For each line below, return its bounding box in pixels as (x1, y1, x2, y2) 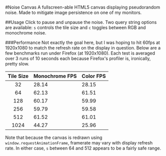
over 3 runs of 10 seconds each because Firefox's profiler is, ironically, (5, 55, 151, 61)
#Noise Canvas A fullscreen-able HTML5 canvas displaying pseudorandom (5, 4, 160, 10)
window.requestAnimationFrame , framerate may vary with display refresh (5, 140, 153, 145)
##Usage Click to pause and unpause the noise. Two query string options (5, 19, 157, 25)
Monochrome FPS (33, 72, 77, 79)
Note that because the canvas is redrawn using (5, 134, 102, 140)
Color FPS (81, 72, 106, 79)
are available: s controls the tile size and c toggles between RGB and (5, 24, 146, 30)
